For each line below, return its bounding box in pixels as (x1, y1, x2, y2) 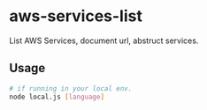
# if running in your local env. (9, 84, 133, 93)
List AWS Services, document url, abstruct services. (9, 35, 199, 46)
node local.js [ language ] (9, 92, 104, 101)
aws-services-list (9, 6, 143, 26)
